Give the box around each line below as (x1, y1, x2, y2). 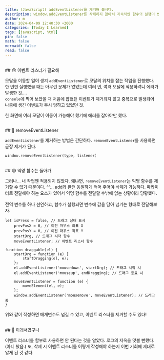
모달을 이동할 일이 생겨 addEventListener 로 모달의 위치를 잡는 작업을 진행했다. (5, 78, 155, 83)
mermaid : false (5, 43, 36, 48)
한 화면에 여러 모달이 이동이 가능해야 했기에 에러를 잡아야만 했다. (5, 112, 128, 118)
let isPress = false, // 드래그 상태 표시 (5, 218, 85, 223)
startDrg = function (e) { (14, 252, 69, 257)
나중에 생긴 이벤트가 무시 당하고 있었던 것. (5, 102, 84, 108)
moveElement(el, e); (22, 283, 64, 288)
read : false (5, 48, 29, 53)
